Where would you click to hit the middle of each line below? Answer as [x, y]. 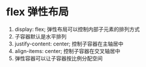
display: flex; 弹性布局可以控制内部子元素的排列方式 [77, 29]
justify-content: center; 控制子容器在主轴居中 [69, 44]
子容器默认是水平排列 [40, 36]
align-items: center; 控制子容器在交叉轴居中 [67, 51]
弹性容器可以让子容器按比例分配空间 [59, 58]
